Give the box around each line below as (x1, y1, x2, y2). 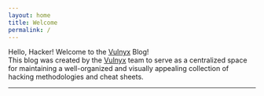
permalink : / (8, 26, 51, 34)
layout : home (8, 11, 51, 20)
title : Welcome (8, 19, 58, 27)
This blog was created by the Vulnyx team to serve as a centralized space (8, 55, 247, 65)
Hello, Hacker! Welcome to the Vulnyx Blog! (8, 48, 149, 57)
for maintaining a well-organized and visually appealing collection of (8, 64, 229, 73)
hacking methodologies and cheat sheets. (8, 72, 144, 82)
